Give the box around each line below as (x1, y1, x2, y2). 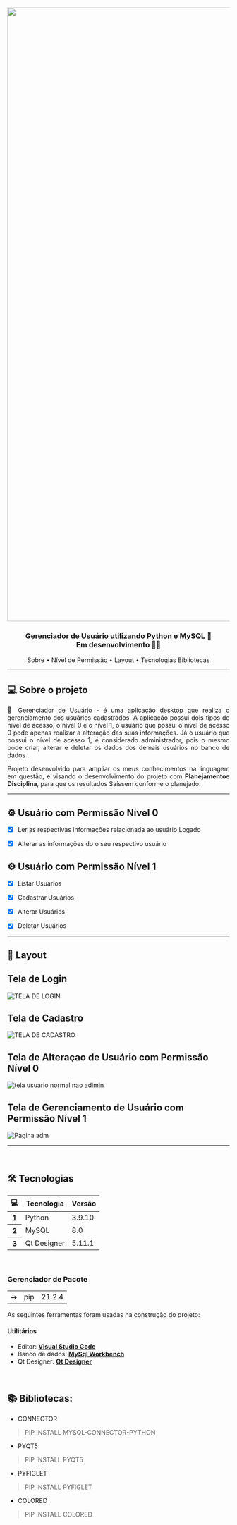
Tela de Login (7, 973, 68, 985)
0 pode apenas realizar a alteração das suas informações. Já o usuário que (7, 728, 230, 737)
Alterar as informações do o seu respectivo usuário (17, 840, 167, 848)
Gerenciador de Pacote (7, 1274, 88, 1284)
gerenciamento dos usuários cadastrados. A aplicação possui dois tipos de (7, 713, 230, 722)
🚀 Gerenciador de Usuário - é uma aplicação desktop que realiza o (7, 706, 230, 715)
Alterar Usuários (17, 907, 66, 916)
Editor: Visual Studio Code (17, 1342, 96, 1351)
